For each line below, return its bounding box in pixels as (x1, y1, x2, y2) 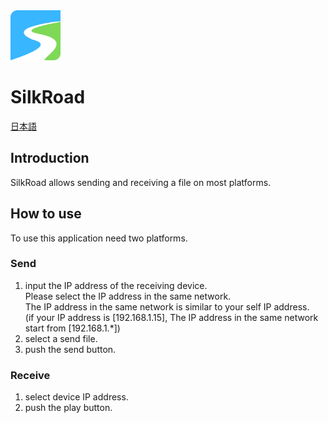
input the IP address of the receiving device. (24, 279, 208, 291)
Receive (10, 368, 51, 382)
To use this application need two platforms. (10, 232, 188, 244)
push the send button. (24, 343, 117, 355)
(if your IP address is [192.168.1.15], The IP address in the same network (24, 311, 319, 323)
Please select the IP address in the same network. (24, 290, 232, 302)
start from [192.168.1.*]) (24, 322, 121, 334)
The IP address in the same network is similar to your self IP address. (24, 300, 310, 313)
